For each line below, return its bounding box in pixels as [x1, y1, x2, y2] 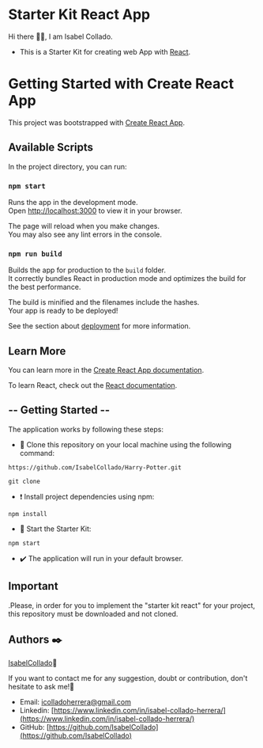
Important [8, 579, 58, 593]
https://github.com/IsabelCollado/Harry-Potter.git [8, 463, 182, 472]
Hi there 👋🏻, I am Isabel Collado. [8, 32, 113, 41]
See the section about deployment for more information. [8, 321, 191, 331]
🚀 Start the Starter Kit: [19, 524, 92, 533]
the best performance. [8, 283, 81, 292]
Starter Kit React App [8, 6, 151, 24]
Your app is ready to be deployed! [8, 306, 118, 316]
